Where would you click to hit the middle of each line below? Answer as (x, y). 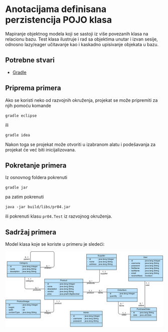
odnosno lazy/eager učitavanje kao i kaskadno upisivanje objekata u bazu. (82, 44)
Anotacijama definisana (56, 9)
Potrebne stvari (30, 60)
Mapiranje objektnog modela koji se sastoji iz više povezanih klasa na (77, 34)
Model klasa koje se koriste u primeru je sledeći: (55, 244)
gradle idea (18, 135)
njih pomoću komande (28, 105)
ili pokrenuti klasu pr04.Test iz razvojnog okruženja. (59, 216)
